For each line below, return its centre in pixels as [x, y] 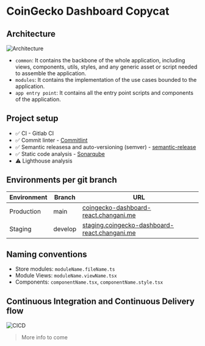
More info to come [45, 337]
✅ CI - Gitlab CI [34, 133]
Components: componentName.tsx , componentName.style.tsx [89, 282]
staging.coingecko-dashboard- [128, 225]
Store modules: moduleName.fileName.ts [65, 269]
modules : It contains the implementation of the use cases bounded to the [106, 80]
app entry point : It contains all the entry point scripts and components [104, 93]
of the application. [38, 99]
